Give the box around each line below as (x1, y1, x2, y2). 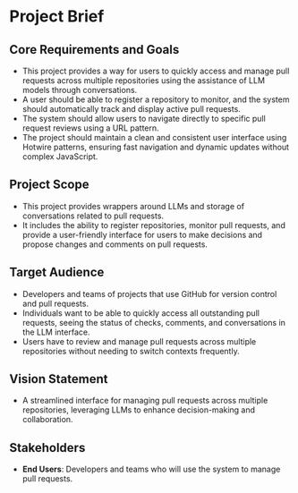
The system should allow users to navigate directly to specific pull (21, 114, 266, 123)
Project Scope (9, 177, 89, 192)
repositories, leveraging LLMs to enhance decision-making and (21, 404, 256, 415)
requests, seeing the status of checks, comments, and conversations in (21, 317, 286, 327)
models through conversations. (21, 85, 138, 95)
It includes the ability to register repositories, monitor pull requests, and (21, 219, 286, 230)
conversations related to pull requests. (21, 210, 164, 221)
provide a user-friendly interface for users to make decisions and (21, 229, 262, 240)
